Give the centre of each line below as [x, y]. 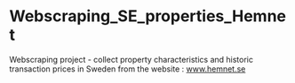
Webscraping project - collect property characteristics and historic [131, 59]
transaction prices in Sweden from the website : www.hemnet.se [128, 69]
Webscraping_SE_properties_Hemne [148, 16]
